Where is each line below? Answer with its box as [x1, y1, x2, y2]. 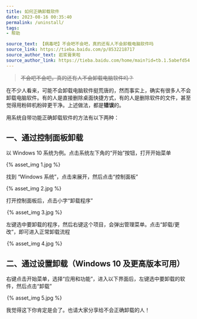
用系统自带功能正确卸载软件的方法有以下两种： [6, 114, 119, 121]
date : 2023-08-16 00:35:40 [6, 14, 72, 20]
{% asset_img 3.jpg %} [6, 209, 63, 216]
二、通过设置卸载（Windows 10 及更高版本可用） [6, 258, 185, 268]
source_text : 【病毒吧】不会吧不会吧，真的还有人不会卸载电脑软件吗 [6, 41, 154, 47]
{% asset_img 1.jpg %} [6, 161, 60, 168]
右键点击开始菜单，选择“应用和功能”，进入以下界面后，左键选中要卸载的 [6, 276, 181, 283]
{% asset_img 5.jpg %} [6, 294, 63, 301]
